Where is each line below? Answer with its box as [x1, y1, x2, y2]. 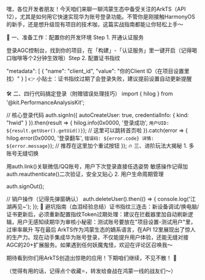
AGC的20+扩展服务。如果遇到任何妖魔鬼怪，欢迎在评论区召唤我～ [6, 241, 173, 248]
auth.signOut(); [6, 183, 45, 190]
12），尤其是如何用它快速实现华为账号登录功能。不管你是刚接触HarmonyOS [6, 13, 196, 20]
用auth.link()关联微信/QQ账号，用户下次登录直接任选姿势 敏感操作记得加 [6, 163, 188, 170]
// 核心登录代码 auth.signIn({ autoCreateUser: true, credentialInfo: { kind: [6, 112, 189, 118]
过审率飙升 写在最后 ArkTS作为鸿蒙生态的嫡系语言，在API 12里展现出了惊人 [6, 226, 196, 233]
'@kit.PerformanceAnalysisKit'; [6, 99, 84, 106]
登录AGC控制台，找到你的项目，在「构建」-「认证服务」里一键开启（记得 [6, 47, 192, 54]
